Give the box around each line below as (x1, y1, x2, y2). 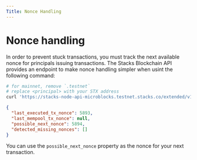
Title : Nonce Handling (6, 8, 62, 15)
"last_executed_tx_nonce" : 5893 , (11, 110, 93, 116)
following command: (6, 72, 56, 79)
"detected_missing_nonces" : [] (11, 127, 88, 132)
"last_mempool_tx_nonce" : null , (11, 115, 91, 121)
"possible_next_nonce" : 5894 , (11, 121, 85, 127)
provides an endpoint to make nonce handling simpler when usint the (6, 66, 173, 73)
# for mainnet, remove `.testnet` (6, 83, 91, 89)
